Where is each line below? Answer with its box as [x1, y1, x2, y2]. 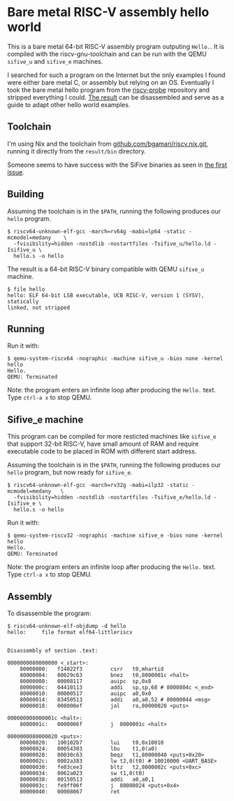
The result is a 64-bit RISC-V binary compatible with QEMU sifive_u [7, 264, 205, 273]
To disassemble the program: [7, 609, 92, 617]
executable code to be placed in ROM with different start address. [7, 447, 197, 456]
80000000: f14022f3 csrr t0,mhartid [20, 666, 164, 673]
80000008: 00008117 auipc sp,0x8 [20, 678, 152, 685]
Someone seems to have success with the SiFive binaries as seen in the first [7, 160, 228, 169]
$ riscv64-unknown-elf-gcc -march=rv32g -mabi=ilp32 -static [7, 481, 189, 489]
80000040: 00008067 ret [20, 788, 120, 795]
